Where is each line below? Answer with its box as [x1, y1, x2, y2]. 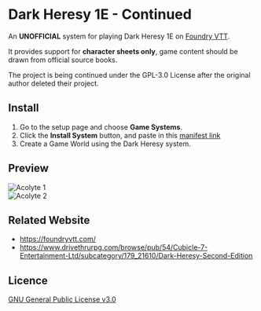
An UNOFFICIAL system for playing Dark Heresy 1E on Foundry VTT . [8, 31, 230, 41]
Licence [8, 273, 49, 287]
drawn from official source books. [8, 55, 118, 64]
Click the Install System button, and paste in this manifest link [19, 130, 221, 140]
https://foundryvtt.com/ [19, 234, 96, 244]
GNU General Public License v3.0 [8, 295, 116, 304]
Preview [8, 162, 50, 175]
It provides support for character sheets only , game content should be [8, 46, 238, 56]
